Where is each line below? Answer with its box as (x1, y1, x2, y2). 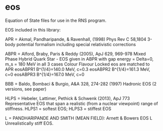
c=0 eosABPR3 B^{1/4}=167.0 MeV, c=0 (5, 71, 84, 77)
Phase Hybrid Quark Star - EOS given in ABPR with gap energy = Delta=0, (5, 56, 154, 62)
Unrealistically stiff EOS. (5, 120, 54, 126)
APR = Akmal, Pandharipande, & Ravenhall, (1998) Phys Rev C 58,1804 (5, 36, 146, 42)
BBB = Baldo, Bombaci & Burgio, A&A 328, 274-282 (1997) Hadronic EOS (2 (5, 81, 157, 86)
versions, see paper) (5, 86, 47, 92)
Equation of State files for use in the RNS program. (5, 17, 106, 23)
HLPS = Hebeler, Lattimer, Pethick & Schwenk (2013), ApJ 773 (5, 95, 130, 101)
